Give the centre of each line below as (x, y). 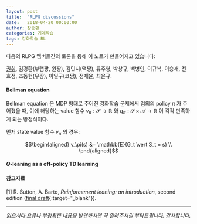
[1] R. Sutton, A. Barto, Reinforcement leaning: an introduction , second (91, 192)
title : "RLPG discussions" (40, 17)
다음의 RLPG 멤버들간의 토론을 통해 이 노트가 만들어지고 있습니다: (81, 56)
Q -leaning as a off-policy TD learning (52, 164)
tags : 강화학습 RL (26, 39)
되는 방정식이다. (30, 119)
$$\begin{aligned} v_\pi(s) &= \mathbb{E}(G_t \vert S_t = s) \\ (98, 144)
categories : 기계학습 (30, 33)
